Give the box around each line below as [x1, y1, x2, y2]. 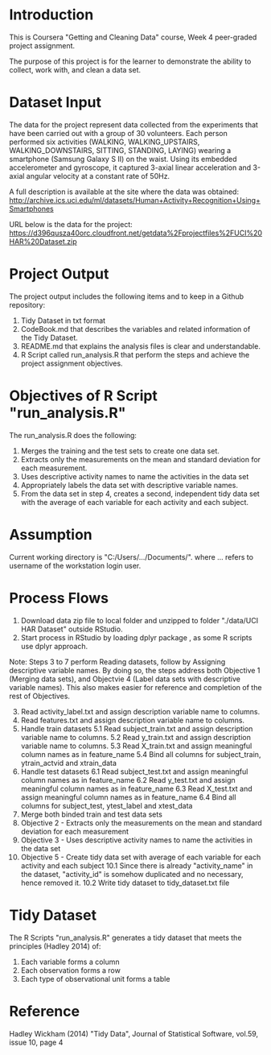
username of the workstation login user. [9, 561, 142, 570]
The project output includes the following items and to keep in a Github [9, 292, 244, 301]
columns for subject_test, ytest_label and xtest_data [20, 801, 193, 810]
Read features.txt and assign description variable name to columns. [20, 715, 244, 725]
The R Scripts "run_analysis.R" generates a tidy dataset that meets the [9, 933, 242, 942]
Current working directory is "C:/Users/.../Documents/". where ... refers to [9, 552, 254, 561]
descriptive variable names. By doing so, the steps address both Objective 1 [9, 665, 261, 675]
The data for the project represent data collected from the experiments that [9, 119, 258, 130]
